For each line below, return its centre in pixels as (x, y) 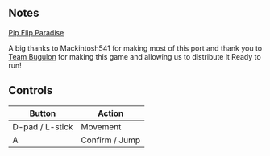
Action (111, 113)
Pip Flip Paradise (36, 32)
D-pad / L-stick (43, 126)
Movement (101, 126)
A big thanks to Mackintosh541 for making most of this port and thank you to (135, 48)
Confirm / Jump (110, 140)
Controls (31, 90)
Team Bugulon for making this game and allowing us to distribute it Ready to (135, 56)
